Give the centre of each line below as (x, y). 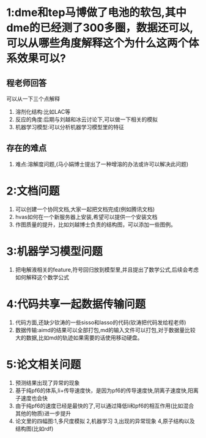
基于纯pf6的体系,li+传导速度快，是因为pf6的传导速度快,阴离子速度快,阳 (104, 390)
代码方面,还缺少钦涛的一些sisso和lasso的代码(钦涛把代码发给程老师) (101, 322)
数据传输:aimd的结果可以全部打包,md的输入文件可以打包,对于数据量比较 (105, 330)
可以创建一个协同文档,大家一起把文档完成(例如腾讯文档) (85, 209)
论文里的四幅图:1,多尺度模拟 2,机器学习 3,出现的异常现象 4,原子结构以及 (105, 421)
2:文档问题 (33, 191)
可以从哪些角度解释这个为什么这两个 (97, 43)
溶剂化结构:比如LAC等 (43, 112)
